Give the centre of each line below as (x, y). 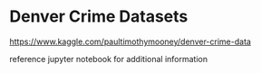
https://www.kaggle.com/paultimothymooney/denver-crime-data (130, 41)
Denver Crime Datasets (99, 17)
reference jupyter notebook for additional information (109, 59)
